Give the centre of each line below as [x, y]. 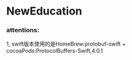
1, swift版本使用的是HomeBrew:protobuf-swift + [66, 44]
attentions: [23, 30]
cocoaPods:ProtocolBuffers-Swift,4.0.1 [55, 51]
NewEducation [44, 11]
